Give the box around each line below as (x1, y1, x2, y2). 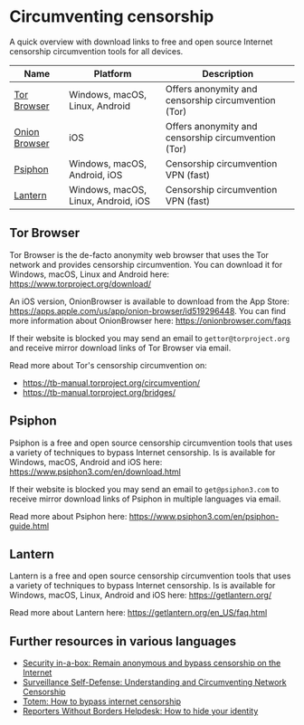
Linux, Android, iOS (69, 195, 151, 207)
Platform (93, 67, 132, 80)
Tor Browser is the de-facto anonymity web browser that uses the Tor (9, 249, 270, 260)
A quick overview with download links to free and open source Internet (9, 36, 273, 47)
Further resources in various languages (9, 634, 237, 649)
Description (202, 67, 254, 80)
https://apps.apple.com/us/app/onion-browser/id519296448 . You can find (9, 305, 287, 316)
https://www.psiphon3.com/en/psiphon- (128, 510, 280, 521)
